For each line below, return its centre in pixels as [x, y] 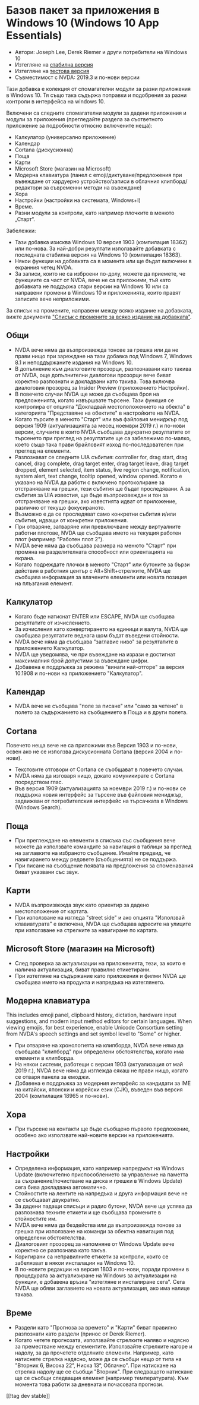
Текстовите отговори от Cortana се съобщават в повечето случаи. [99, 769]
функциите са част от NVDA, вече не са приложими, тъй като [93, 280]
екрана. [25, 558]
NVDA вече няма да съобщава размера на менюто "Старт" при [95, 545]
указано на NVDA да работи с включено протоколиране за [90, 482]
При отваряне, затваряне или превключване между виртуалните [98, 526]
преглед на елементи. [43, 451]
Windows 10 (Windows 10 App [83, 23]
